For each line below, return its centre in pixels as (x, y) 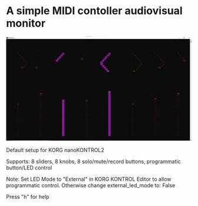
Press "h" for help (28, 197)
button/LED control (29, 168)
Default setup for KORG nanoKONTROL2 (55, 150)
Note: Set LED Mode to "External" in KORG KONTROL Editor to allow (89, 179)
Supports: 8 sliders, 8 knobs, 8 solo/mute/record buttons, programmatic (93, 162)
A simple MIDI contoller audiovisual (94, 11)
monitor (26, 23)
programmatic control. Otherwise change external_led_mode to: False (91, 185)
